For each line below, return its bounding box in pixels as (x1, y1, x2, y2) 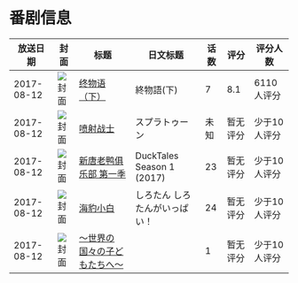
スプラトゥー (135, 116, 189, 128)
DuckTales (135, 149, 179, 162)
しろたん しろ (135, 188, 192, 201)
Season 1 (135, 160, 176, 172)
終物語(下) (135, 83, 178, 96)
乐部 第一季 (78, 167, 127, 180)
